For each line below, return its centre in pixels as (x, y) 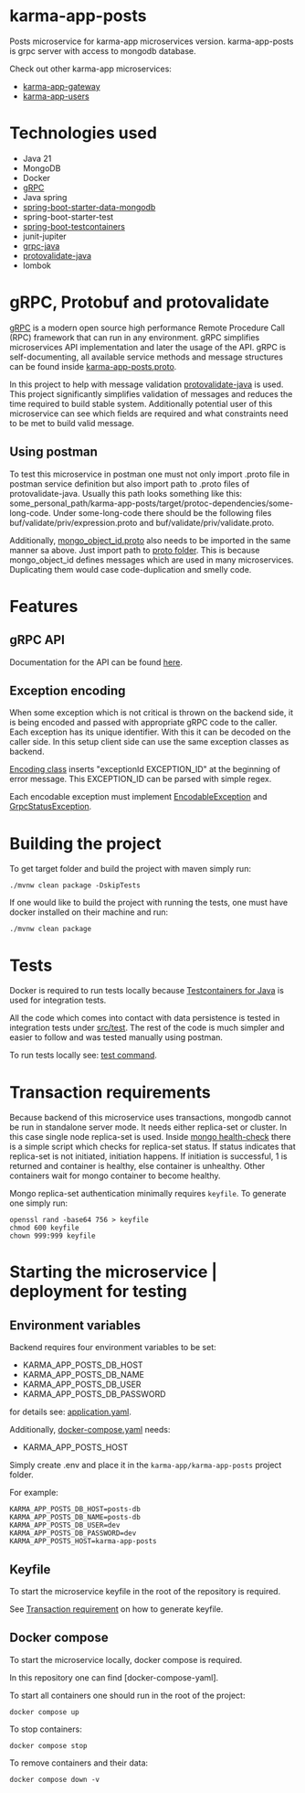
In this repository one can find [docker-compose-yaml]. (114, 1677)
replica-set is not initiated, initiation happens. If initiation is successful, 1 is (148, 1156)
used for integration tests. (58, 1000)
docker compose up (44, 1712)
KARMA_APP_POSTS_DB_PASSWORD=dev (73, 1533)
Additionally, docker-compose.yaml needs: (90, 1430)
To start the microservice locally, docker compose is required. (126, 1659)
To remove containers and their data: (79, 1763)
